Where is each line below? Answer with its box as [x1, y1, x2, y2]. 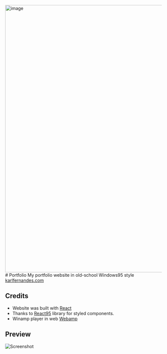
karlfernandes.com [5, 277, 44, 283]
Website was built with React [12, 305, 72, 311]
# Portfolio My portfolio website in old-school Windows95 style [5, 272, 134, 278]
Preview [5, 330, 31, 339]
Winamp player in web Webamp [12, 316, 78, 322]
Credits [5, 292, 29, 300]
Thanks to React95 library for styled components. [12, 310, 114, 316]
